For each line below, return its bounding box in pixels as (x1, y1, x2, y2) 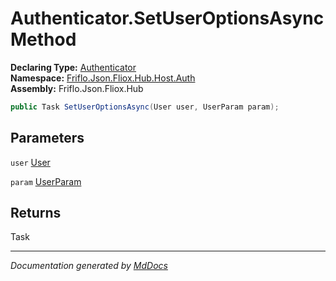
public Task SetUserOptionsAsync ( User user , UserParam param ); (10, 102, 280, 112)
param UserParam (10, 175, 82, 187)
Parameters (10, 130, 85, 147)
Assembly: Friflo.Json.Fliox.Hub (10, 82, 144, 94)
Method (10, 28, 77, 51)
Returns (10, 205, 62, 222)
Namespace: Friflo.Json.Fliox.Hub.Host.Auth (10, 72, 196, 84)
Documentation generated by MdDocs (10, 260, 168, 272)
